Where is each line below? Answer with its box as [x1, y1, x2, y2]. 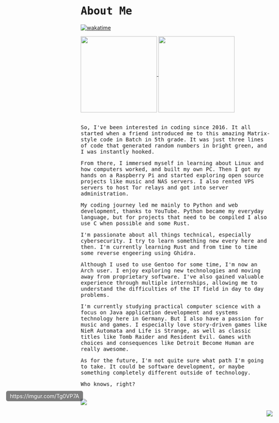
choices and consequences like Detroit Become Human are [80, 339, 255, 346]
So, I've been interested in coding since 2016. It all [80, 124, 251, 130]
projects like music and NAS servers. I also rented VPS [80, 178, 255, 185]
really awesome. [80, 346, 129, 352]
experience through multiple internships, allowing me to [80, 279, 258, 286]
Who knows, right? [80, 380, 136, 388]
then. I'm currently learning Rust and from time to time [80, 243, 258, 251]
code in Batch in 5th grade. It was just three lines [99, 136, 264, 143]
